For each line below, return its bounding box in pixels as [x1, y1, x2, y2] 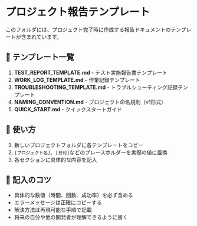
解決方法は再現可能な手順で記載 [14, 207, 92, 214]
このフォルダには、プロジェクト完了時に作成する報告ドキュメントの [5, 26, 171, 33]
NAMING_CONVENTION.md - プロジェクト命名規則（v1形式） [14, 98, 166, 105]
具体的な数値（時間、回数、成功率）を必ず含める [14, 192, 133, 199]
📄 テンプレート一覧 [5, 52, 75, 62]
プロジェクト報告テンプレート [5, 5, 150, 19]
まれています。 [25, 33, 63, 40]
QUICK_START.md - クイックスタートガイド [14, 105, 122, 112]
